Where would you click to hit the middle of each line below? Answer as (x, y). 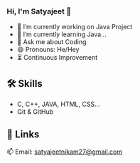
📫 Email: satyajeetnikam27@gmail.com (65, 152)
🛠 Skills (25, 84)
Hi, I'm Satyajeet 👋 (39, 11)
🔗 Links (23, 134)
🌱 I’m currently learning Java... (62, 34)
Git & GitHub (35, 112)
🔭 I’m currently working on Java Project (75, 27)
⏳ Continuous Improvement (57, 58)
